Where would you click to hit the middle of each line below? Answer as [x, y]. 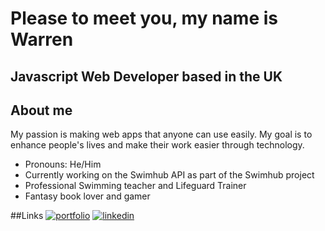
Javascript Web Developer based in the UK [146, 76]
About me [41, 110]
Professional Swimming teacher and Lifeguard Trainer [135, 186]
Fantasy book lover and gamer [87, 196]
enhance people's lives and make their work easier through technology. [157, 145]
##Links [27, 216]
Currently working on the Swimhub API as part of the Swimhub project [169, 175]
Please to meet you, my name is [144, 18]
